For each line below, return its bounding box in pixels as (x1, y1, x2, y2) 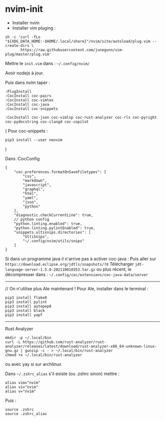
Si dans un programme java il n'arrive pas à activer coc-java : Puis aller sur (5, 255, 156, 262)
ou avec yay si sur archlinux (5, 361, 61, 367)
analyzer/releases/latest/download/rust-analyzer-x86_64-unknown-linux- (5, 344, 157, 349)
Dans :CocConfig (5, 155, 40, 161)
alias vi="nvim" (5, 385, 38, 389)
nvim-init (5, 3, 43, 15)
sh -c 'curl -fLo (5, 35, 41, 39)
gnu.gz (5, 348, 19, 353)
